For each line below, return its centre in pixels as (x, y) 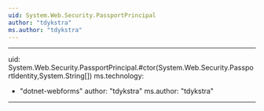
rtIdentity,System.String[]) (50, 76)
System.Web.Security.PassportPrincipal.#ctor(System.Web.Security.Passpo (131, 68)
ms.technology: (119, 76)
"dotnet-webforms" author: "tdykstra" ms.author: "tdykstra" (117, 91)
